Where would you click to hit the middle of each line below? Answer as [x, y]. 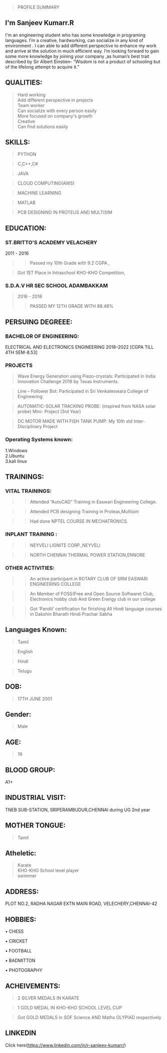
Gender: [18, 714]
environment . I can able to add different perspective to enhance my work [81, 46]
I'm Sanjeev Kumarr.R [39, 23]
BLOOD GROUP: [30, 770]
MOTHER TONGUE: [35, 826]
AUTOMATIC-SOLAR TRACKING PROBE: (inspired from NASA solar [86, 406]
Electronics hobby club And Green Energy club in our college [93, 599]
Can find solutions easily [43, 127]
